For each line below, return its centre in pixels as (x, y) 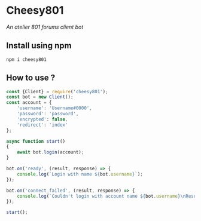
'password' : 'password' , (48, 114)
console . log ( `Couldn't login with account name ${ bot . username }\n (101, 196)
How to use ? (31, 78)
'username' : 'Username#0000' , (55, 108)
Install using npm (39, 46)
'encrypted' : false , (42, 119)
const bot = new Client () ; (40, 97)
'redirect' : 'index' (42, 125)
